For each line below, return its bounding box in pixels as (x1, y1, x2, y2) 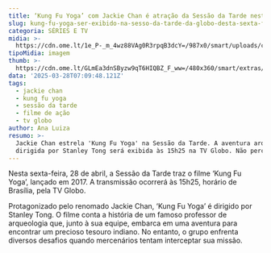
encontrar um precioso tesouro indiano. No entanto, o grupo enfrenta (8, 227, 239, 237)
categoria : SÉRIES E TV (8, 27, 89, 35)
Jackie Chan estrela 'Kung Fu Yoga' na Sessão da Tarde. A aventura (15, 139, 251, 147)
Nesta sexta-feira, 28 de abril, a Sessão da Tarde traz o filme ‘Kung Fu (8, 168, 242, 178)
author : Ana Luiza (8, 124, 70, 132)
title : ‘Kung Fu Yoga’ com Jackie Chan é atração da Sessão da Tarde (8, 11, 248, 20)
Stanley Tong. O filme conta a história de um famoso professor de (8, 210, 227, 220)
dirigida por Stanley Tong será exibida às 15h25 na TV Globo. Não (15, 147, 248, 155)
